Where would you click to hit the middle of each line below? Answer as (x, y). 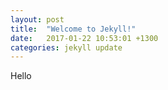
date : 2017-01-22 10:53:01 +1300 (84, 38)
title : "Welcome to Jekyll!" (73, 29)
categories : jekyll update (66, 47)
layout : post (37, 19)
